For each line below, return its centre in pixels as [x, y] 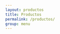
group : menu [18, 24]
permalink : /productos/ [30, 19]
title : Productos [23, 14]
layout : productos [24, 10]
